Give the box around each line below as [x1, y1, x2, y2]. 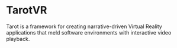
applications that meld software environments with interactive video [6, 29, 172, 36]
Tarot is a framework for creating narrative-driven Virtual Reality [6, 23, 163, 30]
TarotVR [6, 4, 47, 17]
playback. [6, 35, 30, 42]
